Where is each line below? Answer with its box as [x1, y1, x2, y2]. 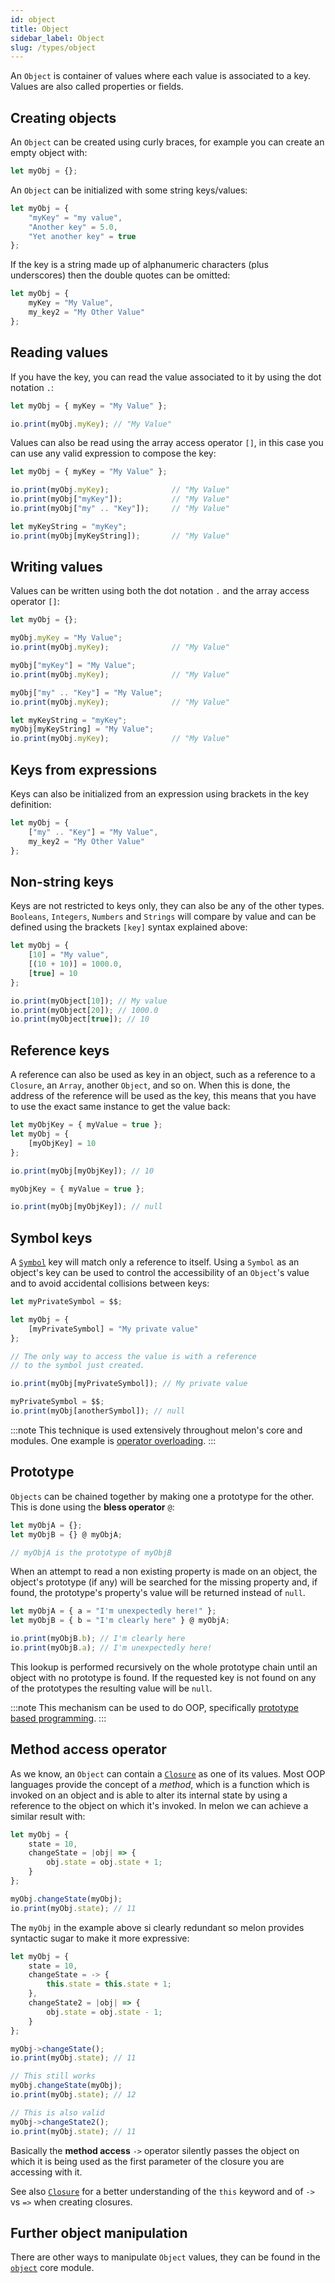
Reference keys [10, 1042, 110, 1059]
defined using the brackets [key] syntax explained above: [10, 921, 248, 933]
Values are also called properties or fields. [10, 81, 184, 93]
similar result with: [10, 1810, 86, 1822]
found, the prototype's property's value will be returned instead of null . [10, 1587, 306, 1599]
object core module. [10, 2262, 95, 2274]
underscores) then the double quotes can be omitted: [10, 269, 231, 281]
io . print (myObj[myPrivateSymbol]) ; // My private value [10, 1379, 248, 1389]
